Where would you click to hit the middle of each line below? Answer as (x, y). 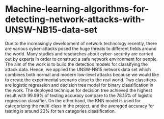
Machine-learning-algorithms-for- (77, 9)
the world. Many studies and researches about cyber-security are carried (79, 54)
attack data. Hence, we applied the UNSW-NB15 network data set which (78, 69)
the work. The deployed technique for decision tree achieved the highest (79, 90)
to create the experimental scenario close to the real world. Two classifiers (81, 80)
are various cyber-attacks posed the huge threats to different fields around (81, 48)
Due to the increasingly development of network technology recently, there (81, 43)
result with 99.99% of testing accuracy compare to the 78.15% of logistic (79, 95)
